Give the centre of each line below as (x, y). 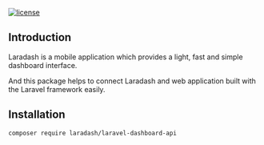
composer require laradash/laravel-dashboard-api (93, 133)
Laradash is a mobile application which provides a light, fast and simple (126, 57)
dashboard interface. (43, 65)
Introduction (40, 37)
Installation (37, 115)
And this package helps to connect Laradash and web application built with (132, 81)
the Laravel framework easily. (57, 89)
